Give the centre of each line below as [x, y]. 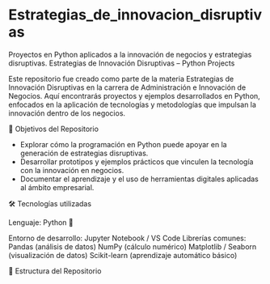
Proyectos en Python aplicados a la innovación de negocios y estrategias [130, 54]
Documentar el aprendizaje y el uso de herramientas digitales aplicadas [139, 179]
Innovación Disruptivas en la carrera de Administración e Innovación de [127, 87]
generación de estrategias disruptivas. [84, 153]
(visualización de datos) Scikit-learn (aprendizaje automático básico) [123, 255]
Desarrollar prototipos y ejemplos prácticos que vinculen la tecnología [137, 161]
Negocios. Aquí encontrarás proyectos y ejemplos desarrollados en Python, [134, 95]
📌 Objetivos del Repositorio [54, 129]
